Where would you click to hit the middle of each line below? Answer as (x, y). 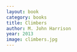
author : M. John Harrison (38, 28)
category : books (26, 17)
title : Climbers (26, 23)
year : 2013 (20, 34)
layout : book (23, 12)
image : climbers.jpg (32, 39)
